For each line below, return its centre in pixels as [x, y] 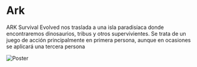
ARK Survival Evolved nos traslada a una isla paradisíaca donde [85, 27]
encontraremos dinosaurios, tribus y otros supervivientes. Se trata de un [96, 33]
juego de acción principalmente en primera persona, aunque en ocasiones [98, 40]
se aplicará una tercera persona [46, 46]
